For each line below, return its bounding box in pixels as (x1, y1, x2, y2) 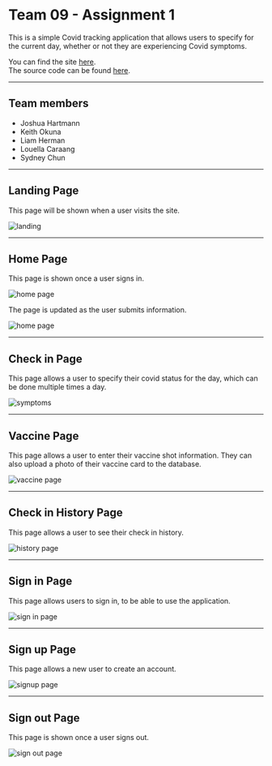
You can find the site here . (8, 57, 96, 67)
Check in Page (8, 351, 83, 366)
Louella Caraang (19, 144, 75, 153)
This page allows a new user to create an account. (8, 664, 176, 674)
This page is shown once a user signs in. (8, 273, 144, 283)
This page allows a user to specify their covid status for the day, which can (8, 373, 258, 383)
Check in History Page (8, 506, 123, 520)
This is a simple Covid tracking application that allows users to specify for (8, 32, 254, 42)
